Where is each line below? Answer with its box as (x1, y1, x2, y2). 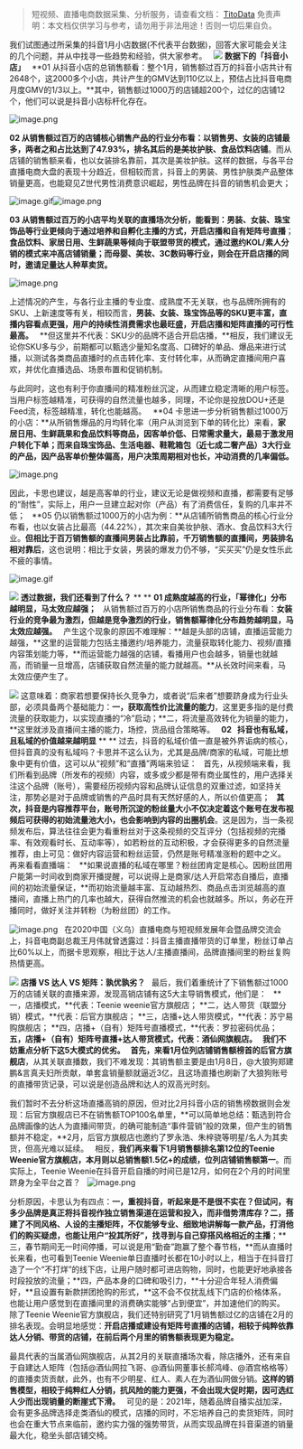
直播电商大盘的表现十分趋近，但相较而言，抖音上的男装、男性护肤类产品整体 (9, 166, 294, 177)
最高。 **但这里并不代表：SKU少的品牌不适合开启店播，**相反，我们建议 (9, 330, 286, 341)
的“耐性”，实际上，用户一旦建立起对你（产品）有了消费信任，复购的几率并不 (9, 499, 293, 509)
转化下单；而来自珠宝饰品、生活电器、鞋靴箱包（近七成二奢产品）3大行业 (16, 440, 291, 450)
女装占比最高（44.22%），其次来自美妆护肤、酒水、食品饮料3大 (48, 521, 286, 532)
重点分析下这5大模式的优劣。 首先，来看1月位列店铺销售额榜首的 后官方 (16, 1045, 284, 1055)
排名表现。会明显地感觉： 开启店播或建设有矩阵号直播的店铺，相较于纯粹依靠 (9, 1321, 294, 1331)
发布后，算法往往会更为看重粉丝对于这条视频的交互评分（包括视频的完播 (16, 826, 286, 837)
